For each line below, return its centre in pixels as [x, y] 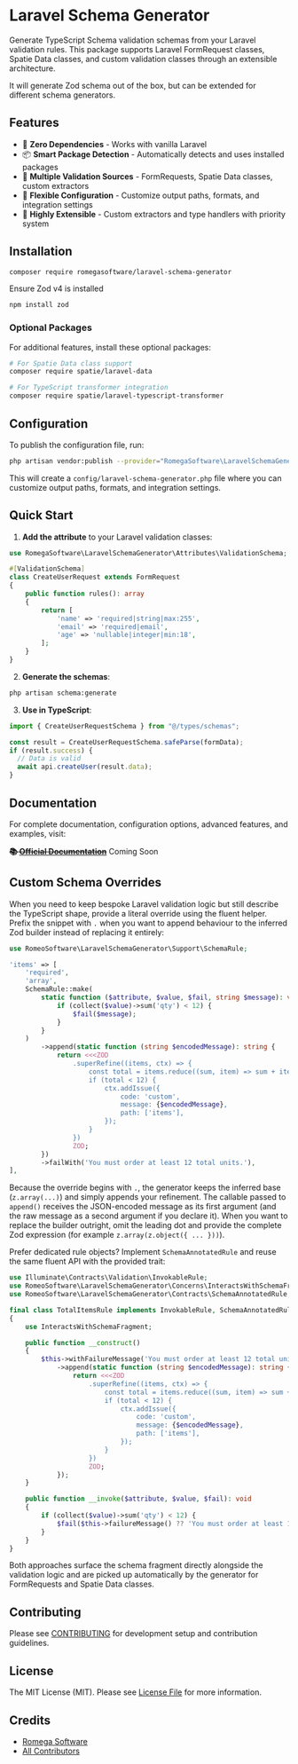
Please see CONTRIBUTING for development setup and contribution [133, 1634]
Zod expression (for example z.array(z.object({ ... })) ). [117, 1235]
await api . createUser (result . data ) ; [85, 767]
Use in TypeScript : [57, 710]
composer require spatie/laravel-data [81, 372]
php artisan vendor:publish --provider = [85, 461]
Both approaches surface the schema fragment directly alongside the [136, 1565]
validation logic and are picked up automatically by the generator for [134, 1575]
